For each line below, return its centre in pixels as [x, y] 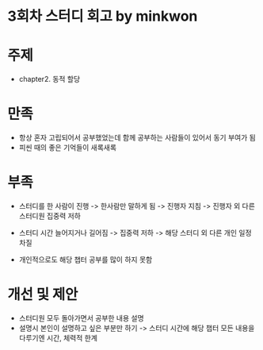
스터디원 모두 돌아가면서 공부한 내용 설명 [81, 317]
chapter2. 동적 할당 [50, 79]
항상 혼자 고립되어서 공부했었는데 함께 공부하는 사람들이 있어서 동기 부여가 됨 [137, 138]
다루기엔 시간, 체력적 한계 [58, 337]
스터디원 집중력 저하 [50, 216]
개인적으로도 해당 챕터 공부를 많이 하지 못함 [86, 260]
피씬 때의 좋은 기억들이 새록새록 [67, 148]
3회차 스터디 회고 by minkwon [103, 16]
